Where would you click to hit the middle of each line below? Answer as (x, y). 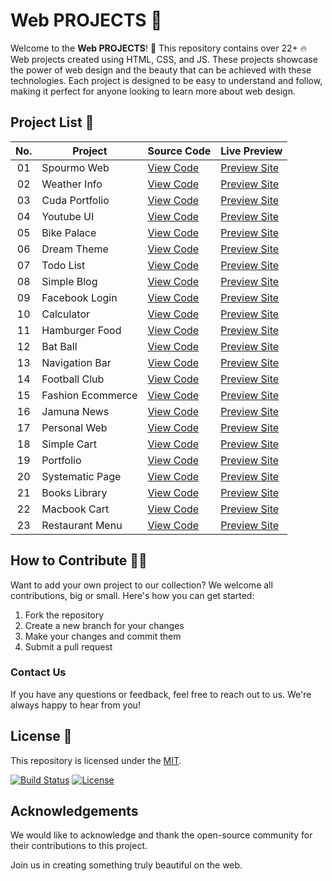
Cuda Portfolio (75, 200)
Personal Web (74, 427)
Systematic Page (81, 476)
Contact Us (38, 672)
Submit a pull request (68, 646)
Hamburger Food (81, 330)
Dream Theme (75, 249)
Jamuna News (75, 411)
